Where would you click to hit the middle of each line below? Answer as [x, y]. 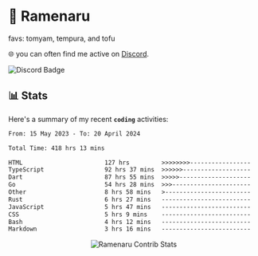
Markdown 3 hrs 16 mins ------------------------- [129, 229]
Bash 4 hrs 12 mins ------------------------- [129, 222]
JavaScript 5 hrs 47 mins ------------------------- [129, 207]
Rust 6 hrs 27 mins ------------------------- [129, 199]
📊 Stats [28, 96]
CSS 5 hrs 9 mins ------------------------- [129, 215]
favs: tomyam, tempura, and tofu [62, 38]
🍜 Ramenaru [49, 16]
